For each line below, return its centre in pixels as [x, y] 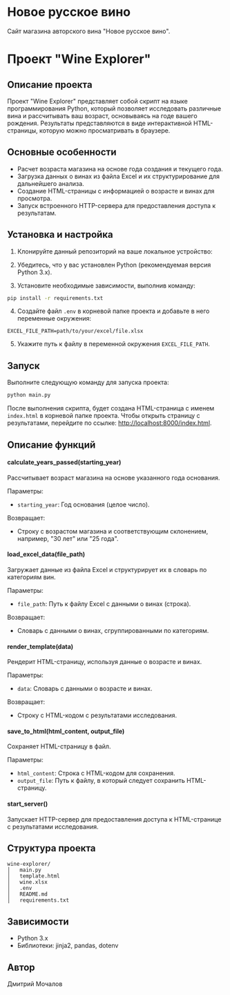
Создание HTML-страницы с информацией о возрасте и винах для [116, 191]
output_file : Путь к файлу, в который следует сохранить [101, 781]
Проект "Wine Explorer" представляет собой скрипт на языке [97, 101]
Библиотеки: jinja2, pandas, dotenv [68, 946]
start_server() [28, 804]
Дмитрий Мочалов [35, 984]
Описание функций [51, 445]
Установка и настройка [60, 235]
